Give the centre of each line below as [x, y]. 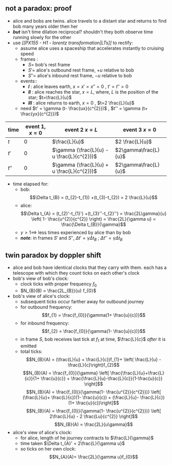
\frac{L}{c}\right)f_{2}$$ [94, 365]
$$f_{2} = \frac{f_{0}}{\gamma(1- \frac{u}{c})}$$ [94, 331]
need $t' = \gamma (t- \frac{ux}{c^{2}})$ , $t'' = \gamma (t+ [84, 108]
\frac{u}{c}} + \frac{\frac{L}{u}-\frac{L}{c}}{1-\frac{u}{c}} [102, 379]
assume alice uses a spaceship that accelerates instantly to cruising [92, 48]
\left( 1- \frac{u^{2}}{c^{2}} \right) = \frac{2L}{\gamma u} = [94, 219]
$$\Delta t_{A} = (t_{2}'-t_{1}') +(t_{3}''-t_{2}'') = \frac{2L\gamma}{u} [93, 213]
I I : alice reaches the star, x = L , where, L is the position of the [93, 92]
